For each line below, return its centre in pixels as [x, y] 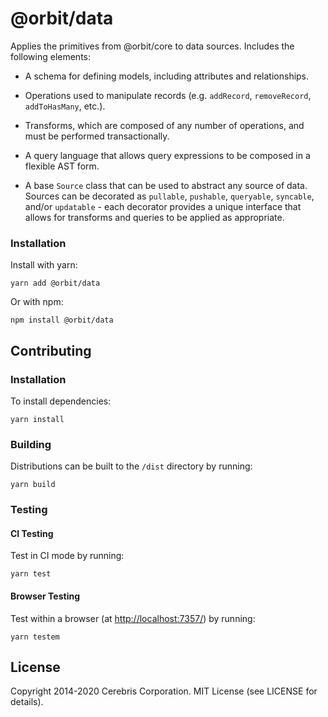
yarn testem [35, 637]
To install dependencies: [61, 401]
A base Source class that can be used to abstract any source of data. [166, 185]
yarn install [37, 419]
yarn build [33, 485]
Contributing [51, 350]
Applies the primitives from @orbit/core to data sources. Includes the [152, 46]
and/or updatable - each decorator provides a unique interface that [163, 206]
